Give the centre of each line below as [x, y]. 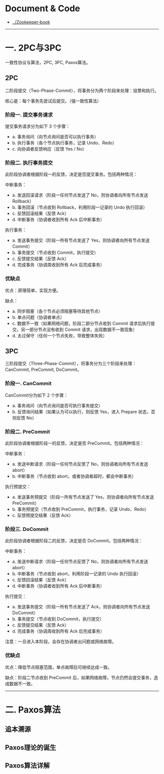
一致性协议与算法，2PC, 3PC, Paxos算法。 [48, 62]
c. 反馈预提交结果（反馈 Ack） [43, 515]
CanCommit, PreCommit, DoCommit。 [43, 370]
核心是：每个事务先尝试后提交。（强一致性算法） [53, 101]
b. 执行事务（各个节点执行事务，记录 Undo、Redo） [64, 143]
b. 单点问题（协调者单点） [38, 317]
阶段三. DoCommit [27, 529]
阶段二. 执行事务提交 [29, 163]
